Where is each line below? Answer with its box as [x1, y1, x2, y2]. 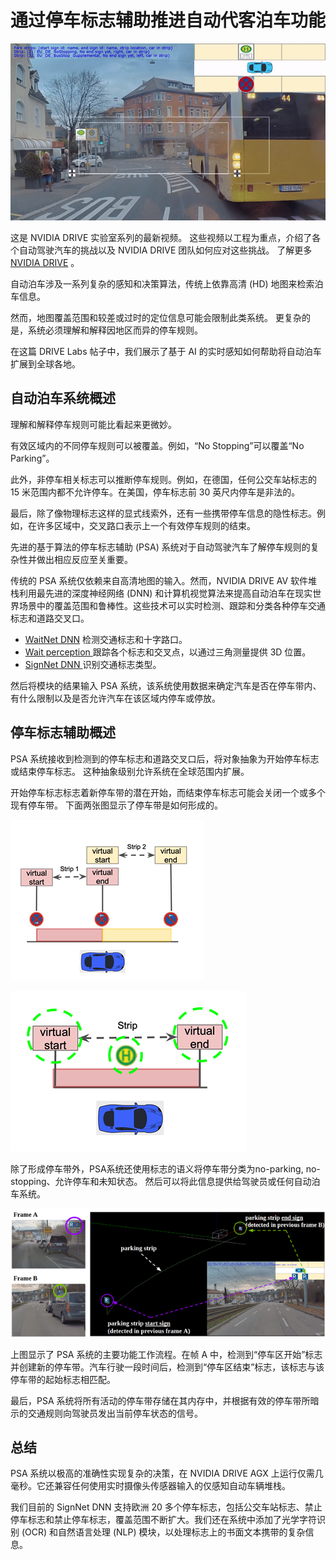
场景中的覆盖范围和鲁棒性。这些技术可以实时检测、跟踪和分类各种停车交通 [18, 599, 326, 611]
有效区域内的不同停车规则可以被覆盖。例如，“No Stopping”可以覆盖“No [10, 439, 305, 451]
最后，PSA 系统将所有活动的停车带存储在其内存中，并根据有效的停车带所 [10, 1394, 311, 1406]
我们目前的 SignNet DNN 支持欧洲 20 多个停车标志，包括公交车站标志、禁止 [10, 1501, 323, 1513]
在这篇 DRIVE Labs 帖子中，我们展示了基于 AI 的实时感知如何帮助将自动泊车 [10, 346, 322, 358]
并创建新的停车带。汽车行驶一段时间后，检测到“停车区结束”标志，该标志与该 [10, 1361, 325, 1373]
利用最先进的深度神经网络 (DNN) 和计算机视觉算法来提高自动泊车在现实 [18, 587, 313, 599]
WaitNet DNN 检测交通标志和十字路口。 [24, 633, 188, 645]
